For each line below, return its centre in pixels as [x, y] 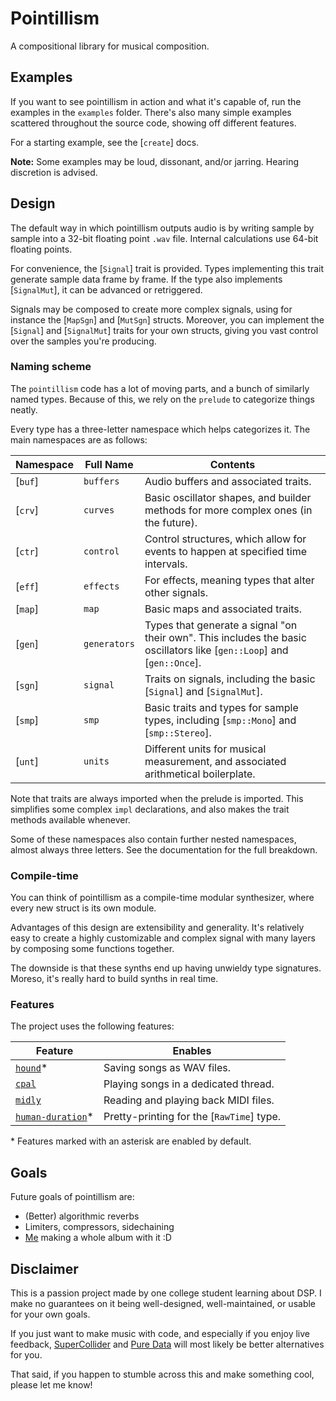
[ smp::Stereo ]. [178, 732]
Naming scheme [51, 367]
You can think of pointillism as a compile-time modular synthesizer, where [162, 898]
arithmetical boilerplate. [200, 774]
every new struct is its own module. [83, 908]
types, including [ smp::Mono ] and [220, 720]
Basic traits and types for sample [221, 707]
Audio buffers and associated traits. [228, 481]
